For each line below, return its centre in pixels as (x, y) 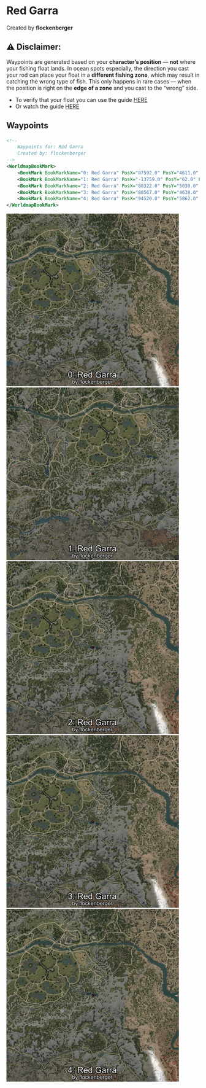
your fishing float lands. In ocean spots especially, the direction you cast (98, 68)
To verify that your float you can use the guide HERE (82, 99)
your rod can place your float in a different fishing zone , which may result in (103, 75)
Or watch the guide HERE (47, 106)
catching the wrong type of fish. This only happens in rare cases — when (99, 81)
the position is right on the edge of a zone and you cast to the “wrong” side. (102, 88)
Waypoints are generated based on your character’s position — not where (101, 61)
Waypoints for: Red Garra (51, 147)
